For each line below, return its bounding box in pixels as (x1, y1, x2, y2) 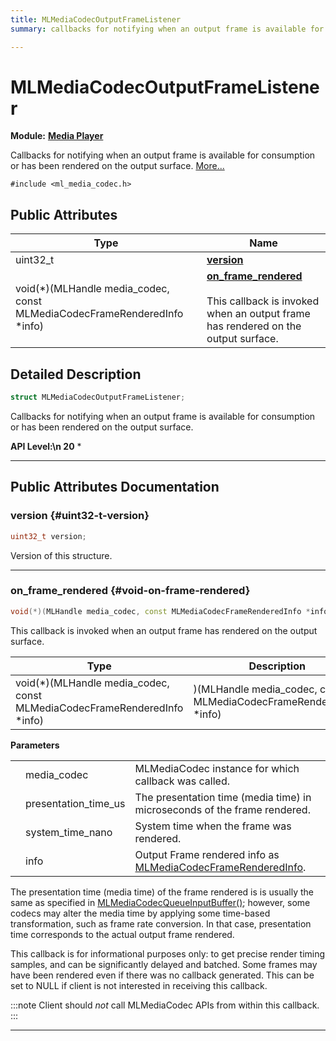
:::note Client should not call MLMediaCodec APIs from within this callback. (10, 999, 320, 1011)
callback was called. (134, 774, 230, 788)
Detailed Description (10, 366, 142, 383)
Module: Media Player (10, 130, 104, 142)
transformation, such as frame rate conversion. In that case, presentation (10, 917, 312, 930)
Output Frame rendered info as (134, 847, 280, 861)
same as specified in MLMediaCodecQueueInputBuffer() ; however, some (10, 896, 311, 908)
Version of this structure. (10, 549, 113, 561)
